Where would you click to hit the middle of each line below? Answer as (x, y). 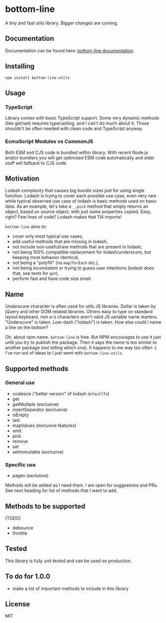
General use (20, 383)
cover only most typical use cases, (48, 236)
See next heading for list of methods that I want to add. (61, 491)
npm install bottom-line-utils (37, 78)
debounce (23, 528)
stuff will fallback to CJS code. (36, 163)
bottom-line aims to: (26, 227)
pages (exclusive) (30, 476)
